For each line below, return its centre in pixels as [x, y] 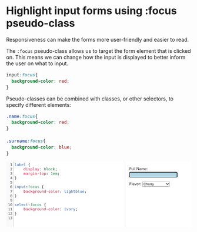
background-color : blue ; [42, 147]
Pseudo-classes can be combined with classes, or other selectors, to [90, 99]
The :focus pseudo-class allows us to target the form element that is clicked [98, 51]
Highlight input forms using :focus [92, 11]
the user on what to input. [37, 63]
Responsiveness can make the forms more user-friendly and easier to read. [98, 39]
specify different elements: [39, 105]
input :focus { [22, 75]
